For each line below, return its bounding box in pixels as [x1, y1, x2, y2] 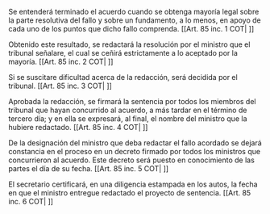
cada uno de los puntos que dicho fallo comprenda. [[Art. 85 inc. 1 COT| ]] [8, 24, 255, 33]
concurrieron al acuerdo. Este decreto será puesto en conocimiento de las [8, 155, 255, 165]
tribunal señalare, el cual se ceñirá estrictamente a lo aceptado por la [8, 48, 238, 57]
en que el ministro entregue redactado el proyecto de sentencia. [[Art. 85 [8, 188, 251, 197]
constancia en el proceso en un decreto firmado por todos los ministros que [8, 147, 260, 156]
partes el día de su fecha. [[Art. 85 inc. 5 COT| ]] [8, 164, 169, 173]
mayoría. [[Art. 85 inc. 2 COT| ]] [8, 57, 114, 66]
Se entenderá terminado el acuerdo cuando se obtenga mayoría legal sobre [8, 7, 260, 16]
